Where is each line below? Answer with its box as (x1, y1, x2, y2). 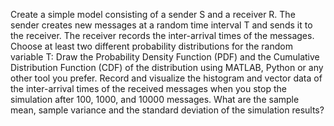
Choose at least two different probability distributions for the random (10, 40, 293, 52)
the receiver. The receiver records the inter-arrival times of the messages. (10, 30, 315, 41)
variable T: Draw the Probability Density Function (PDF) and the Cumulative (10, 51, 320, 63)
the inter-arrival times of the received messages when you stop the (10, 83, 287, 94)
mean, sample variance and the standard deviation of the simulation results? (10, 104, 325, 116)
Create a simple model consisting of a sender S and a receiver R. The (10, 9, 296, 20)
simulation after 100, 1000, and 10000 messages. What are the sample (10, 94, 300, 105)
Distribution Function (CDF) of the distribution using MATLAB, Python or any (10, 62, 324, 73)
